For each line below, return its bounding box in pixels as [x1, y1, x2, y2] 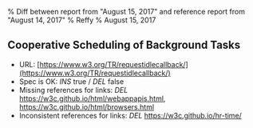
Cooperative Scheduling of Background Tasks [7, 38, 241, 52]
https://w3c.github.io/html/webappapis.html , [18, 94, 166, 103]
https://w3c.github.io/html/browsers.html [18, 102, 155, 111]
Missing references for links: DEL [18, 85, 128, 94]
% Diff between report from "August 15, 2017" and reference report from [7, 7, 245, 16]
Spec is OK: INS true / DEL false [18, 76, 125, 86]
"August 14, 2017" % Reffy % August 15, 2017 [7, 15, 156, 25]
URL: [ [18, 59, 41, 69]
